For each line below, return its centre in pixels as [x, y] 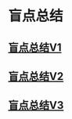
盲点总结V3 [36, 105]
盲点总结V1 [35, 47]
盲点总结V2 [36, 76]
